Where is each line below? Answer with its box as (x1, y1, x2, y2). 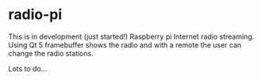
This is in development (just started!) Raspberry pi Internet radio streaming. (8, 32, 255, 41)
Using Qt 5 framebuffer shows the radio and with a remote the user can (8, 40, 242, 49)
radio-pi (8, 6, 63, 24)
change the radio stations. (8, 48, 94, 58)
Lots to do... (8, 63, 48, 73)
